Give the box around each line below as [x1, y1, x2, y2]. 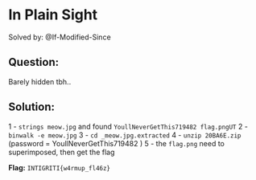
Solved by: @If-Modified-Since [8, 32, 111, 42]
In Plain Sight [8, 6, 98, 24]
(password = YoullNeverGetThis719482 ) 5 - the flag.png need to [8, 138, 225, 148]
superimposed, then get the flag [8, 147, 115, 157]
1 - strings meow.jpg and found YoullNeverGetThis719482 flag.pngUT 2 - [8, 121, 248, 131]
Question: [8, 55, 60, 69]
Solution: [8, 100, 55, 114]
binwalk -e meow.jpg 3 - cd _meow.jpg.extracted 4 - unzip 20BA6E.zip [8, 130, 242, 140]
